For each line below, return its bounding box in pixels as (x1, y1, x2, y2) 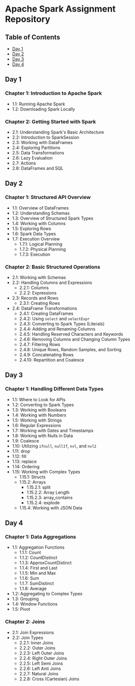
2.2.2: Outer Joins (19, 645, 56, 651)
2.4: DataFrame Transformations (12, 305, 78, 311)
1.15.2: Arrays (19, 479, 46, 485)
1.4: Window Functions (12, 601, 58, 607)
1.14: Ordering (12, 463, 40, 469)
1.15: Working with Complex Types (12, 469, 81, 474)
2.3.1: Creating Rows (19, 300, 60, 306)
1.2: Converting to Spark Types (12, 402, 74, 408)
